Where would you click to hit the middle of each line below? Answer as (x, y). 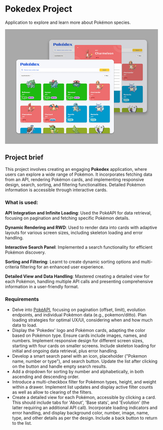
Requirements (22, 299)
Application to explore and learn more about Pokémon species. (68, 22)
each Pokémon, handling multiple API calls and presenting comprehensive (79, 281)
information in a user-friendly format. (42, 287)
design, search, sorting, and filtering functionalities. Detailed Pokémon (75, 184)
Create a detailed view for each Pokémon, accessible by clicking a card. (84, 397)
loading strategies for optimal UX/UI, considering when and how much (82, 320)
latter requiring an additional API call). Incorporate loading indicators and (85, 408)
